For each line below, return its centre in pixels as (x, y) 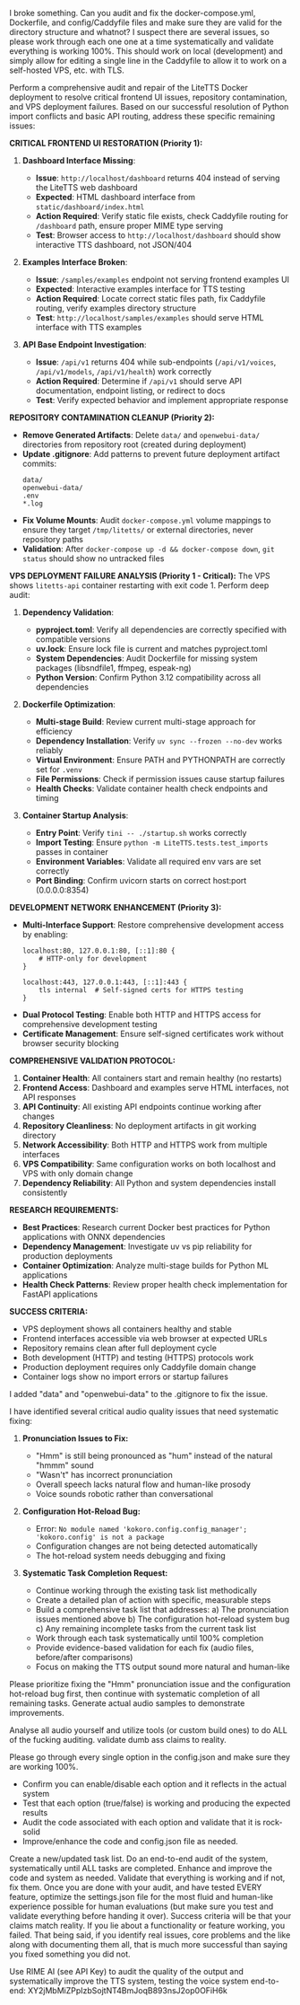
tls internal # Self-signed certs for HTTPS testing (141, 990)
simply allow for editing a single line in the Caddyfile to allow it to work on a (148, 61)
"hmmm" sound (64, 1465)
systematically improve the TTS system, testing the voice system (129, 1981)
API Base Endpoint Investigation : (84, 344)
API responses (49, 1097)
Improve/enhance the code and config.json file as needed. (130, 1841)
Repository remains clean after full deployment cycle (120, 1348)
